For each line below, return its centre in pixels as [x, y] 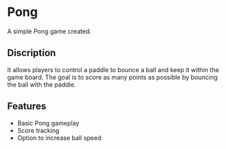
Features [27, 106]
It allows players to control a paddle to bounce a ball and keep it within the [113, 69]
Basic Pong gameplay [48, 123]
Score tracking [38, 130]
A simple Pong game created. [49, 31]
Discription [32, 53]
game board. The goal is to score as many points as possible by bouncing [113, 77]
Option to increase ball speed [59, 138]
